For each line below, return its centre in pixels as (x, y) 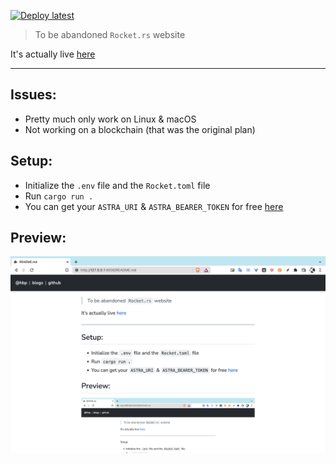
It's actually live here (53, 54)
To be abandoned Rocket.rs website (110, 34)
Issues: (33, 95)
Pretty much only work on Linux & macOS (110, 119)
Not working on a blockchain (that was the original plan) (140, 129)
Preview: (38, 238)
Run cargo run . (59, 196)
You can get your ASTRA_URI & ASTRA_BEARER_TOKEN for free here (154, 206)
